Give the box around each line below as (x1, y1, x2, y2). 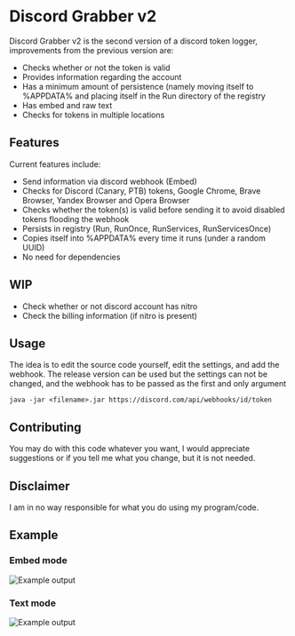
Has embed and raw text (21, 99, 113, 110)
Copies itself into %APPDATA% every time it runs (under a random (21, 233, 267, 243)
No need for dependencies (21, 251, 121, 262)
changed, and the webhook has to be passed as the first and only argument (9, 378, 287, 389)
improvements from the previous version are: (9, 44, 174, 55)
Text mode (9, 597, 56, 609)
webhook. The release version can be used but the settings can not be (9, 369, 268, 379)
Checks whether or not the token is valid (21, 62, 171, 73)
